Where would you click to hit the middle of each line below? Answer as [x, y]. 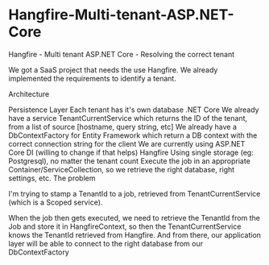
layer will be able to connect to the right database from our [106, 243]
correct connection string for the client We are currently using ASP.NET [127, 143]
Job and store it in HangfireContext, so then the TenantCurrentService [125, 226]
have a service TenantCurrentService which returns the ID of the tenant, [128, 118]
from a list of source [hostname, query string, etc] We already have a [123, 126]
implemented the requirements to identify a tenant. [93, 78]
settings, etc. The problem [52, 178]
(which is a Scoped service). [56, 202]
